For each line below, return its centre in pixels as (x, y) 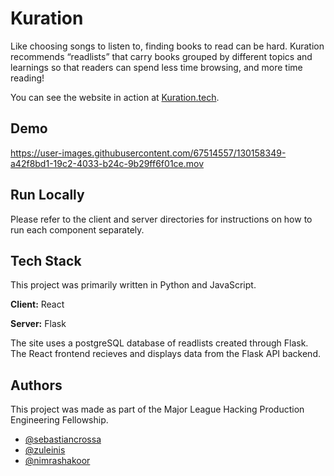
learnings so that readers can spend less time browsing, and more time (156, 67)
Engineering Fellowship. (59, 420)
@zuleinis (45, 450)
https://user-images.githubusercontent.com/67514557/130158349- (148, 153)
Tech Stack (46, 260)
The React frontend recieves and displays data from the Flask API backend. (165, 354)
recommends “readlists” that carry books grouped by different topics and (161, 56)
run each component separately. (77, 229)
